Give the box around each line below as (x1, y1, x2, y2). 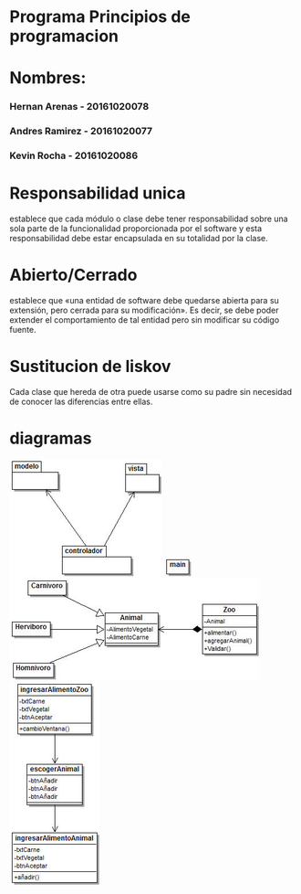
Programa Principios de (9, 6, 192, 27)
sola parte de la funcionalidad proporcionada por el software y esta (9, 223, 263, 234)
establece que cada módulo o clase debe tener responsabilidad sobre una (9, 213, 289, 225)
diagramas (9, 428, 92, 449)
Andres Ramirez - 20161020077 (9, 125, 153, 138)
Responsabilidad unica (9, 183, 186, 204)
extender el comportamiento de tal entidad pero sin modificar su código (9, 314, 280, 325)
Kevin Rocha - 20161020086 (9, 149, 139, 162)
